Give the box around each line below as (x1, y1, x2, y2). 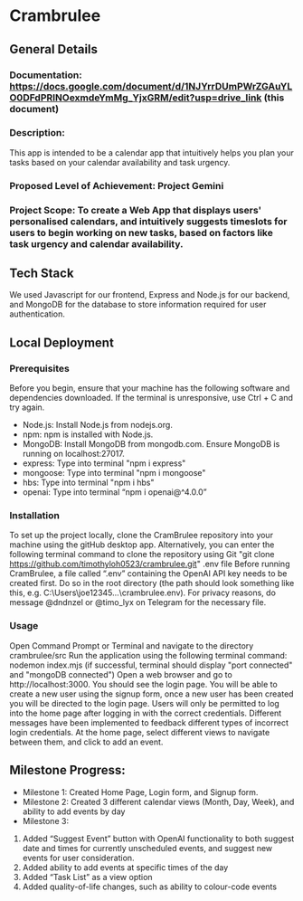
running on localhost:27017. (22, 449, 125, 460)
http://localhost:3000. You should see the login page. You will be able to (9, 678, 278, 689)
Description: (9, 127, 65, 139)
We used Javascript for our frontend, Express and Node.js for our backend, (9, 289, 290, 300)
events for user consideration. (22, 852, 135, 863)
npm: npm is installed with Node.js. (22, 429, 154, 440)
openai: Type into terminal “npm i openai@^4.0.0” (22, 487, 207, 498)
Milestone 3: (22, 815, 70, 826)
